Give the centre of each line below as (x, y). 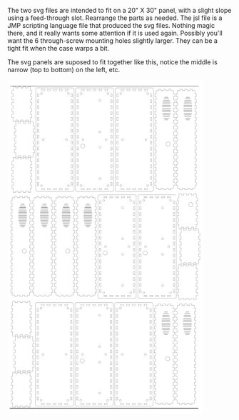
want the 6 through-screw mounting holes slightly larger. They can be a (112, 41)
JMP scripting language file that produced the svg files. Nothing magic (111, 25)
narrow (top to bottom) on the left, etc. (64, 70)
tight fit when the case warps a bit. (59, 48)
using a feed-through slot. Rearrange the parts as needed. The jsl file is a (115, 18)
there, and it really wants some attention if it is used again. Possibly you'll (115, 33)
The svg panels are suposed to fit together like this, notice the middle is (112, 62)
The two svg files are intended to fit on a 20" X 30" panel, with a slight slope (119, 10)
